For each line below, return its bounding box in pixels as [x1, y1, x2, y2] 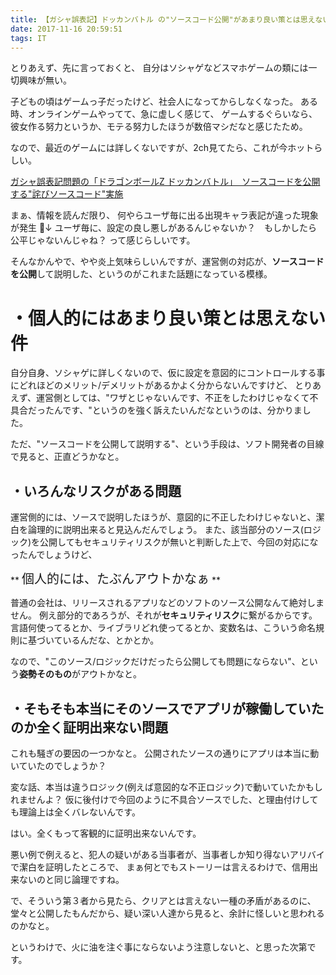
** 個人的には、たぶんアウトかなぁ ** [10, 571, 221, 588]
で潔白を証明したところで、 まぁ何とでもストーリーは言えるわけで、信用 [10, 861, 310, 873]
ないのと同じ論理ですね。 [18, 873, 125, 885]
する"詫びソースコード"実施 [10, 188, 124, 200]
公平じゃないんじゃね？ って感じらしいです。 [10, 234, 196, 246]
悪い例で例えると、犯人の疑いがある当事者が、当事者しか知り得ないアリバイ [10, 848, 325, 860]
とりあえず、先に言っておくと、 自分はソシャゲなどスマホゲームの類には [10, 62, 309, 74]
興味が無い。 [18, 74, 72, 86]
